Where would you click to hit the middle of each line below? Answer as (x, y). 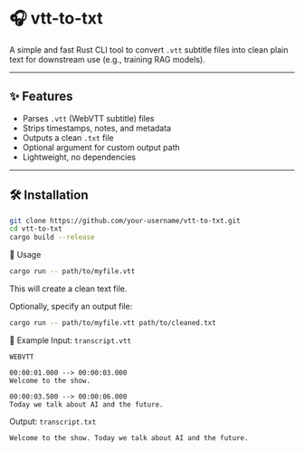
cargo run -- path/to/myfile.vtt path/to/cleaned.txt (113, 323)
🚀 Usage (25, 255)
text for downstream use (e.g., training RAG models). (107, 59)
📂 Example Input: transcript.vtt (71, 340)
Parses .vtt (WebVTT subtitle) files (88, 118)
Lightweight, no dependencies (79, 157)
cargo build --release (52, 238)
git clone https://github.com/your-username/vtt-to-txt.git (125, 221)
